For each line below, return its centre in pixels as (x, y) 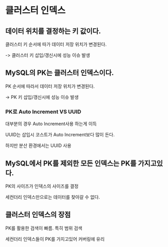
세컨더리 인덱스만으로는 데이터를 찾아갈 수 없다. (53, 197)
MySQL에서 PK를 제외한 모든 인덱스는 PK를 (71, 163)
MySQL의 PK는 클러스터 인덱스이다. (60, 73)
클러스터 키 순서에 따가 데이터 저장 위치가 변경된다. (56, 44)
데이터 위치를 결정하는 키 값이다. (53, 31)
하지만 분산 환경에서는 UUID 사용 (39, 146)
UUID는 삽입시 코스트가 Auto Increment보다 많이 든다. (60, 135)
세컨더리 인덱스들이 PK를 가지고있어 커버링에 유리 (55, 239)
